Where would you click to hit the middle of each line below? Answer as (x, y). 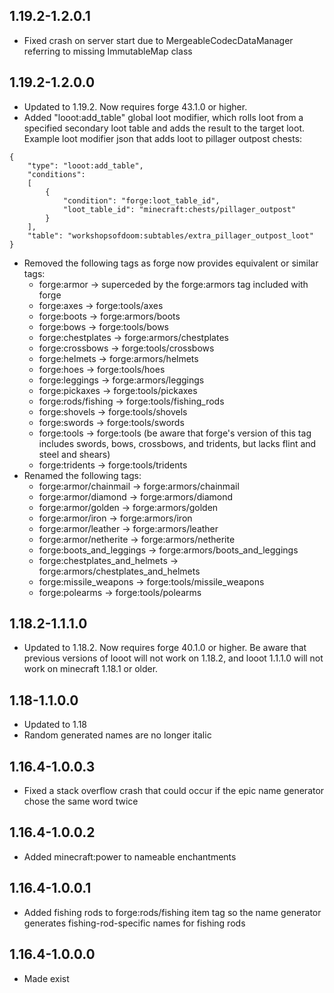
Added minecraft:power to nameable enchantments (130, 856)
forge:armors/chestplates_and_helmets (119, 571)
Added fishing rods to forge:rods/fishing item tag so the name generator (172, 912)
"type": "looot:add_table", (85, 165)
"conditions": (56, 174)
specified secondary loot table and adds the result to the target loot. (164, 128)
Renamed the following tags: (82, 475)
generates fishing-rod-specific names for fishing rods (134, 923)
